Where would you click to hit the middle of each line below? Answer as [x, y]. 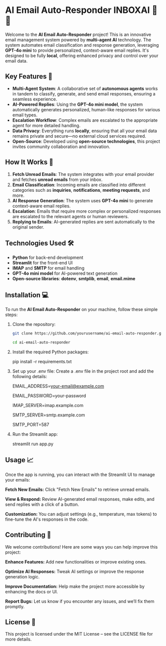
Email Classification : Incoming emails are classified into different [79, 185]
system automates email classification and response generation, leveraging [82, 45]
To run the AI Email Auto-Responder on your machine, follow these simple [81, 310]
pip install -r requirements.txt [42, 361]
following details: [29, 376]
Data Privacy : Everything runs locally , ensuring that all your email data [84, 131]
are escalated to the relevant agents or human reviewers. [70, 216]
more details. [19, 639]
